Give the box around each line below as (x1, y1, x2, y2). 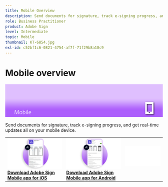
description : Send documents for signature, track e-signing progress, (5, 13, 157, 19)
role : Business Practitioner (5, 19, 66, 24)
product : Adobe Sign (5, 24, 48, 29)
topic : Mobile (5, 35, 35, 40)
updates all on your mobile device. (5, 127, 76, 133)
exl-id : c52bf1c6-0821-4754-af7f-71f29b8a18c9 (5, 45, 104, 50)
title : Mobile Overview (5, 8, 55, 13)
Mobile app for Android (66, 174, 116, 180)
